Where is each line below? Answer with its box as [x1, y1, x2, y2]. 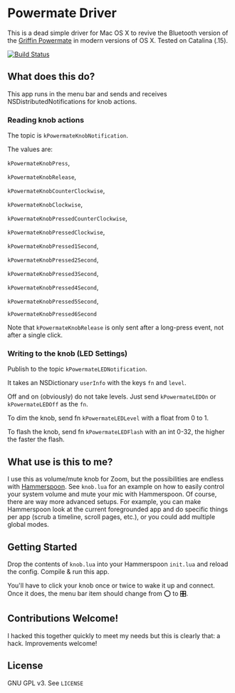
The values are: [7, 145, 53, 154]
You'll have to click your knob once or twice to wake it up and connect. [7, 581, 215, 590]
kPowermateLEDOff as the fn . [7, 400, 89, 409]
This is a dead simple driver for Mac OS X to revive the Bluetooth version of [7, 29, 229, 37]
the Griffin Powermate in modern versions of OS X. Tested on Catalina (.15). [7, 36, 229, 44]
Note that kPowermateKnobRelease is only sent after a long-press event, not [7, 323, 224, 332]
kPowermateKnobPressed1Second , [7, 242, 99, 250]
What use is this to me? [7, 456, 113, 468]
